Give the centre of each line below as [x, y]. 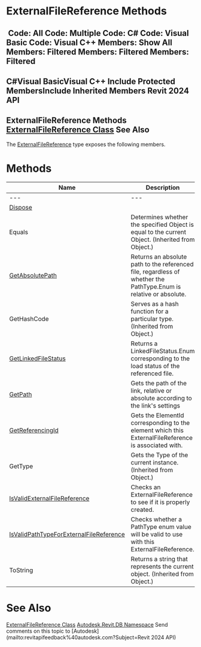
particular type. [152, 318]
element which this [157, 430]
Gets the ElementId [157, 415]
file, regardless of [155, 272]
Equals [19, 232]
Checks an [146, 487]
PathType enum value [161, 527]
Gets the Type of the [159, 455]
